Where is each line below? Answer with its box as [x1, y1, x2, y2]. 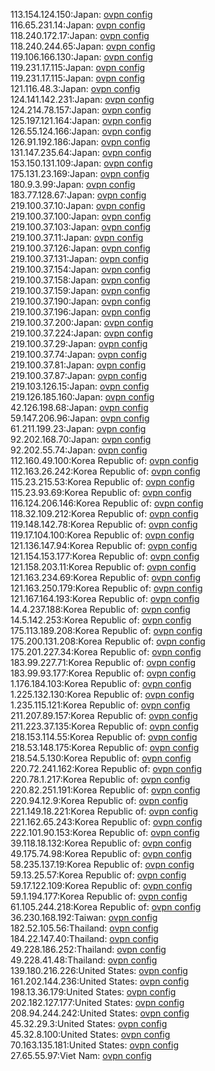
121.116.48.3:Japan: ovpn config [10, 83, 141, 94]
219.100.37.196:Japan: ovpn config [10, 306, 152, 318]
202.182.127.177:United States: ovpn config [10, 997, 185, 1008]
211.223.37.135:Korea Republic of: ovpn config [10, 720, 199, 732]
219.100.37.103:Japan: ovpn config [10, 221, 152, 233]
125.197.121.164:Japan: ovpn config [10, 115, 152, 126]
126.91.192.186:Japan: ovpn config [10, 136, 151, 148]
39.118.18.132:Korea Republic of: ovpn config [10, 837, 192, 849]
